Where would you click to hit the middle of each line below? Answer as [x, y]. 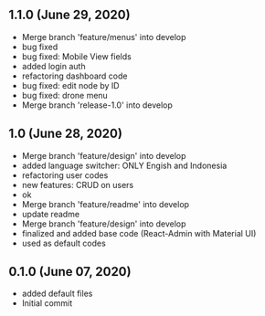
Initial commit [47, 303]
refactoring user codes [65, 175]
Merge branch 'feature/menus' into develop [104, 37]
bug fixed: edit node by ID [70, 85]
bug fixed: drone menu [65, 95]
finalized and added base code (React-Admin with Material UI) [139, 233]
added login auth [53, 66]
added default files [57, 294]
